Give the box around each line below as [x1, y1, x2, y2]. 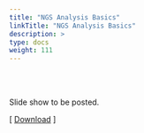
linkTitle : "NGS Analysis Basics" [9, 21, 137, 30]
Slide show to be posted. [9, 97, 100, 107]
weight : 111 [9, 46, 53, 55]
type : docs [9, 37, 49, 47]
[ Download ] [9, 114, 57, 125]
